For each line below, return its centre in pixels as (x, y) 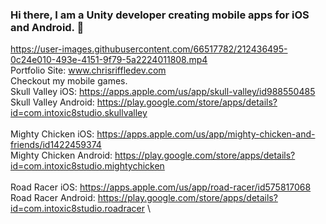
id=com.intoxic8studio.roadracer (77, 209)
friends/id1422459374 (56, 145)
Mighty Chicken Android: (61, 155)
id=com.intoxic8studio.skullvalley (79, 113)
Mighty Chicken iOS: (52, 134)
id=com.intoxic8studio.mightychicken (87, 166)
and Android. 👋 (47, 27)
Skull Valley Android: (52, 102)
